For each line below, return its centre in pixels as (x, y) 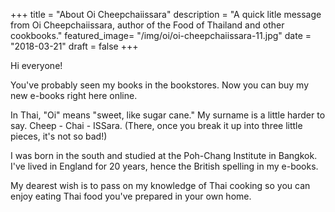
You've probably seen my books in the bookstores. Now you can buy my (160, 85)
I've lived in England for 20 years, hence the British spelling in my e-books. (164, 166)
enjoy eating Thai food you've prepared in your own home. (131, 196)
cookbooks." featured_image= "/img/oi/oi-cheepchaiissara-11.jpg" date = (161, 35)
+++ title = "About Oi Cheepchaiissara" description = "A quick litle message (166, 14)
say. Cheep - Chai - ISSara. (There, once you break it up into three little (156, 125)
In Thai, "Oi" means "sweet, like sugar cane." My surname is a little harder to (168, 115)
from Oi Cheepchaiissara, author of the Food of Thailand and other (147, 25)
